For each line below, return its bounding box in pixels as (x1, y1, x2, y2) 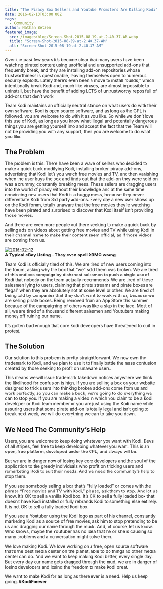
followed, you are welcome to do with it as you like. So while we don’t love (5, 113, 154, 118)
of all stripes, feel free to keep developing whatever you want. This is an (5, 443, 149, 449)
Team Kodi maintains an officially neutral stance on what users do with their (5, 102, 157, 108)
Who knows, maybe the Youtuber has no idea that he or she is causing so (5, 529, 153, 534)
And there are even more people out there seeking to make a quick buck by (5, 222, 157, 228)
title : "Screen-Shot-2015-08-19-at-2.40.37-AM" (9, 39, 108, 44)
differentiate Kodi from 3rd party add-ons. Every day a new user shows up (5, 197, 154, 203)
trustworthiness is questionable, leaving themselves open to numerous (5, 72, 147, 78)
